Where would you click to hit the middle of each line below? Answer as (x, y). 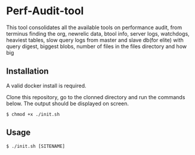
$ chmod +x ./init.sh (33, 114)
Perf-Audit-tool (45, 11)
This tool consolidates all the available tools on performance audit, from (94, 27)
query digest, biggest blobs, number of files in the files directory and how (96, 46)
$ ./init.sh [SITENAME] (36, 146)
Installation (27, 72)
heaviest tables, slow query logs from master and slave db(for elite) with (95, 40)
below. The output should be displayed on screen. (68, 103)
